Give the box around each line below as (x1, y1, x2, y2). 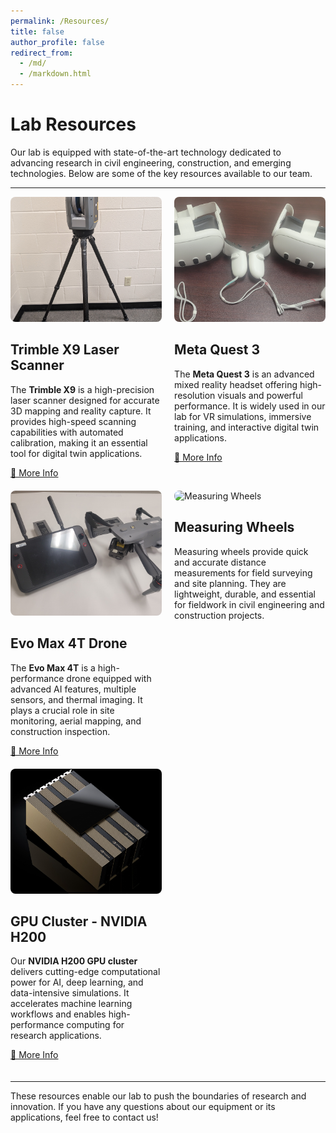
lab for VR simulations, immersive (174, 410, 312, 422)
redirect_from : (10, 48, 74, 58)
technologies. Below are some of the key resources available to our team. (10, 167, 313, 179)
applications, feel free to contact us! (10, 1111, 159, 1124)
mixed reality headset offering (174, 378, 298, 390)
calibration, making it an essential (10, 436, 148, 449)
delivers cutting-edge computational (10, 966, 161, 978)
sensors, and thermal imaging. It (10, 693, 143, 705)
